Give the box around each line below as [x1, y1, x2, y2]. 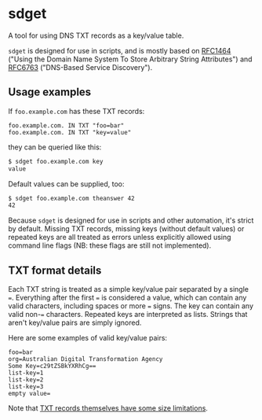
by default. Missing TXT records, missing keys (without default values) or [8, 224, 245, 234]
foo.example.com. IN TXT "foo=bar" [8, 121, 125, 130]
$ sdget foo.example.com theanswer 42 [8, 194, 135, 202]
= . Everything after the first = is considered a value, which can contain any [8, 293, 247, 303]
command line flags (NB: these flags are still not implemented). [8, 241, 212, 250]
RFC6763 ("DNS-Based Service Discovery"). [8, 62, 153, 72]
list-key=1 [8, 369, 44, 378]
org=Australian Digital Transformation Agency [8, 356, 163, 363]
